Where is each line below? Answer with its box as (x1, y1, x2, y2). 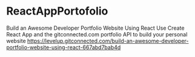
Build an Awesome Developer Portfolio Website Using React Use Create (6, 24, 185, 32)
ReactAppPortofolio (6, 4, 108, 18)
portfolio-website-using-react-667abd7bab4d (6, 44, 121, 51)
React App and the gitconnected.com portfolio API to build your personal (6, 30, 188, 38)
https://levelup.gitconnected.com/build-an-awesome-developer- (27, 37, 189, 44)
